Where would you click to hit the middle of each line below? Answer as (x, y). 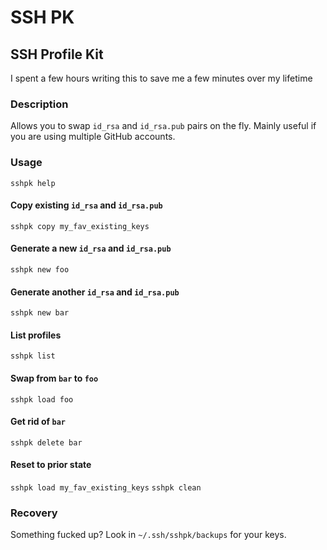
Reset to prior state (51, 465)
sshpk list (33, 356)
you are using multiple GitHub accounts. (93, 137)
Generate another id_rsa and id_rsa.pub (95, 292)
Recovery (34, 513)
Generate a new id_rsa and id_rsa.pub (91, 248)
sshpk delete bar (46, 442)
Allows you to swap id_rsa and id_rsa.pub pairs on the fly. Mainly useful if (163, 126)
